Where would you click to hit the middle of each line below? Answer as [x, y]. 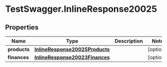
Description [129, 41]
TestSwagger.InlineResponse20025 [81, 9]
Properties [22, 27]
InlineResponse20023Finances [72, 57]
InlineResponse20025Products [72, 49]
